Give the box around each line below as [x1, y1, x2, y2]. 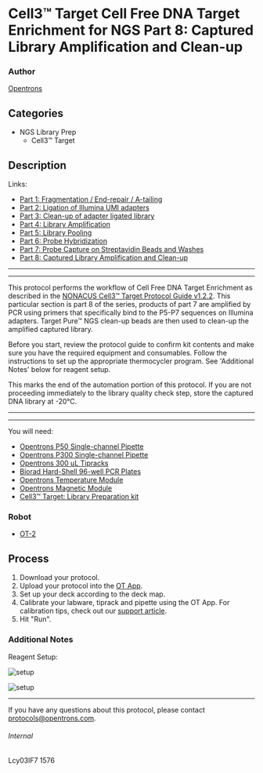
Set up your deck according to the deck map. [19, 589, 166, 599]
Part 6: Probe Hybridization [19, 236, 108, 246]
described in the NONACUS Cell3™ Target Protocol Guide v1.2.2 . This [8, 291, 231, 301]
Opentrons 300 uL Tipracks [19, 458, 109, 468]
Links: [8, 180, 27, 189]
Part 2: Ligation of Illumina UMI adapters [19, 203, 150, 213]
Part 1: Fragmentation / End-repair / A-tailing [19, 195, 163, 204]
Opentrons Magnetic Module [19, 483, 112, 493]
